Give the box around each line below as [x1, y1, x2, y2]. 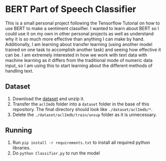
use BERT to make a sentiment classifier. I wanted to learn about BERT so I [5, 25, 159, 31]
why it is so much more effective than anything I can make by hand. [5, 36, 145, 42]
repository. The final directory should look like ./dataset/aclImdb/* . [12, 106, 153, 112]
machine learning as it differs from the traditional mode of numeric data [5, 57, 153, 63]
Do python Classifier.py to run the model [12, 150, 100, 156]
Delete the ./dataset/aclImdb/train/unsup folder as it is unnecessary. [12, 111, 157, 117]
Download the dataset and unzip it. [12, 95, 85, 101]
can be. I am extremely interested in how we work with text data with [5, 51, 147, 58]
